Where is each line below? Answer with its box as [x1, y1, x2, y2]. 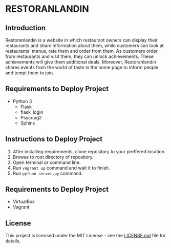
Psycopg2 [20, 114, 42, 120]
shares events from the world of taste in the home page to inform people [5, 65, 159, 70]
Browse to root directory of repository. [12, 154, 94, 160]
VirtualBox [12, 198, 35, 205]
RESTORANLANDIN [5, 3, 90, 15]
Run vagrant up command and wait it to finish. [12, 164, 110, 171]
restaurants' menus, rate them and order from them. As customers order [5, 48, 158, 54]
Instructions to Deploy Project [5, 135, 103, 143]
